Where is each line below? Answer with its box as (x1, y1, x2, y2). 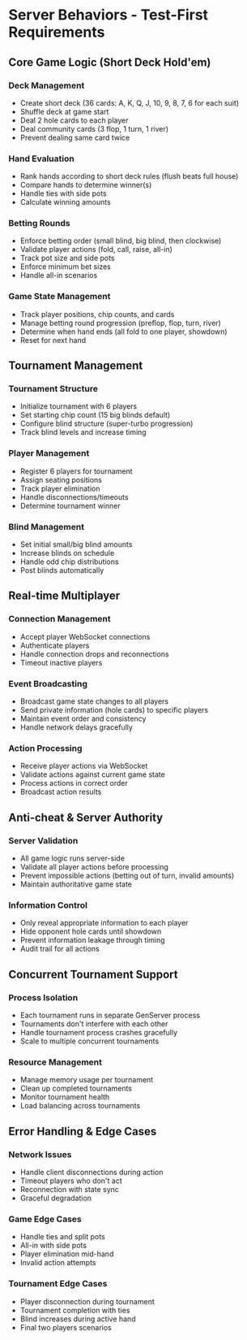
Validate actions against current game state (19, 770, 166, 779)
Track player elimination (19, 484, 100, 493)
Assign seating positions (19, 475, 103, 484)
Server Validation (8, 835, 79, 846)
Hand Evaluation (8, 153, 75, 164)
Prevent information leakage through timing (19, 935, 165, 945)
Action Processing (8, 742, 83, 753)
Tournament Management (8, 359, 143, 373)
